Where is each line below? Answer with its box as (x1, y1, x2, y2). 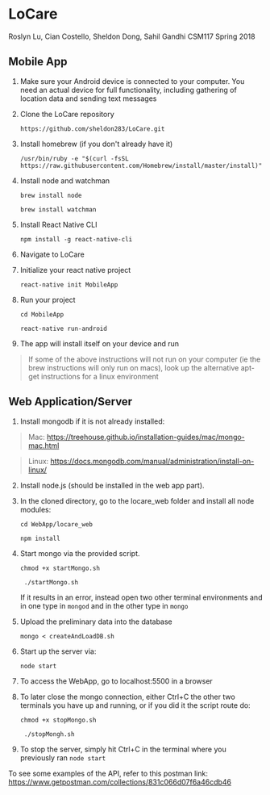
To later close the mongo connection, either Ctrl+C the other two (19, 692, 235, 701)
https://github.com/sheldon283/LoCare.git (19, 124, 165, 133)
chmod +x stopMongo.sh (19, 716, 97, 724)
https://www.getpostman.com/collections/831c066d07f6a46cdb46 (8, 776, 232, 787)
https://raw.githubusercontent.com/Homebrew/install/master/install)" (19, 161, 263, 169)
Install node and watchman (19, 175, 110, 186)
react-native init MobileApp (19, 280, 118, 289)
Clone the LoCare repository (19, 109, 114, 119)
